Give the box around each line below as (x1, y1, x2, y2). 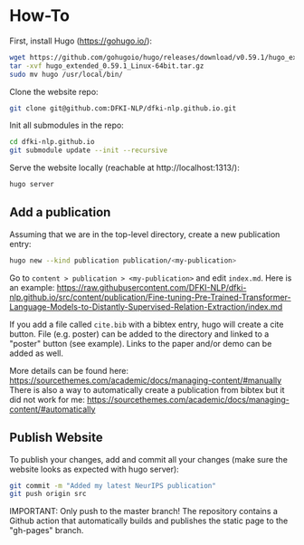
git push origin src (9, 490, 88, 499)
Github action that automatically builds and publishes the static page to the (9, 515, 289, 526)
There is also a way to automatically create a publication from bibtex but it (9, 384, 285, 395)
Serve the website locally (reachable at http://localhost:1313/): (9, 162, 240, 173)
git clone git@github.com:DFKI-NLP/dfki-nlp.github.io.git (9, 103, 237, 113)
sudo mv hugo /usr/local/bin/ (9, 70, 124, 79)
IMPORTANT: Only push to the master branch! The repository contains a (9, 506, 279, 517)
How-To (9, 5, 71, 26)
